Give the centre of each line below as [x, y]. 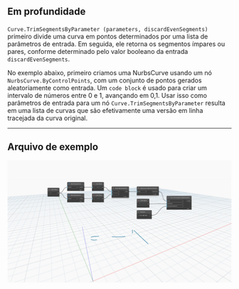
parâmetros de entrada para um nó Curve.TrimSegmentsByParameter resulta [116, 103]
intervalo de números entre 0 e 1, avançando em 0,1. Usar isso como [107, 95]
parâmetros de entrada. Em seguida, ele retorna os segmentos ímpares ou [116, 44]
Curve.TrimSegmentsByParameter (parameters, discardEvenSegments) [108, 29]
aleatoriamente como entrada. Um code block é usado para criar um [107, 87]
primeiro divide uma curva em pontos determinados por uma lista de [108, 36]
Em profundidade [47, 12]
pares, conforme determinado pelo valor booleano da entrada [98, 51]
